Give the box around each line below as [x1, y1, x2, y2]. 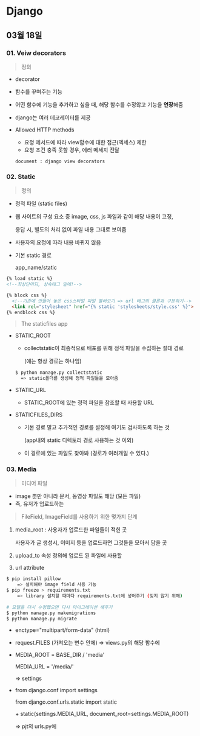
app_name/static [15, 264, 58, 272]
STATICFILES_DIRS [15, 411, 63, 418]
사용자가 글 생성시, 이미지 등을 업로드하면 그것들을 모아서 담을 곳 [15, 539, 167, 546]
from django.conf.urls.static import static [15, 698, 117, 706]
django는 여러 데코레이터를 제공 [15, 114, 91, 121]
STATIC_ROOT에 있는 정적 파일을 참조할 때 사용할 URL [24, 399, 155, 406]
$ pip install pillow [6, 576, 61, 582]
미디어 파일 [21, 480, 48, 487]
